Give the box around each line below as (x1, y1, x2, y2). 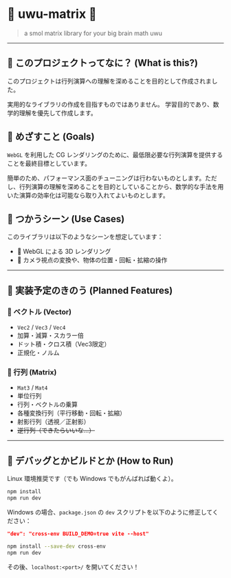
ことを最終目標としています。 (7, 159, 91, 168)
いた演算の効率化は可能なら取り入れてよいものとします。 (7, 191, 170, 199)
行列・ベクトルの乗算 (16, 400, 78, 409)
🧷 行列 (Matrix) (7, 367, 57, 377)
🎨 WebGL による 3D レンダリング (16, 248, 111, 256)
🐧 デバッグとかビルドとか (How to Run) (7, 455, 174, 466)
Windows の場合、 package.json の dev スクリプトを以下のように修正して (7, 508, 213, 516)
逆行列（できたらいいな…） (16, 426, 95, 435)
